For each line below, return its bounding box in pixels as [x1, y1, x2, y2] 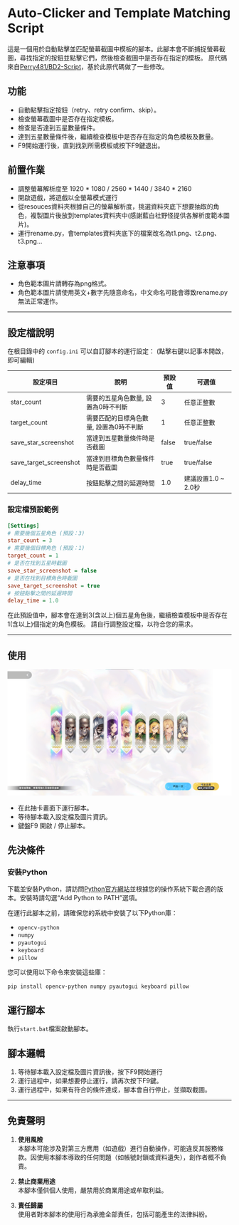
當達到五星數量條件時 [86, 434, 149, 442]
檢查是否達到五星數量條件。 [17, 123, 100, 132]
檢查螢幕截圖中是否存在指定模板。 [17, 114, 118, 123]
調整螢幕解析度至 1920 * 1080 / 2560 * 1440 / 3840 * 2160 [17, 184, 192, 193]
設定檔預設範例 [7, 504, 59, 514]
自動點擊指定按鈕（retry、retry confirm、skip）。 [17, 105, 161, 114]
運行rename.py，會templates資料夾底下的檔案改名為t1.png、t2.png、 [17, 229, 221, 237]
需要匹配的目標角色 [86, 414, 143, 422]
